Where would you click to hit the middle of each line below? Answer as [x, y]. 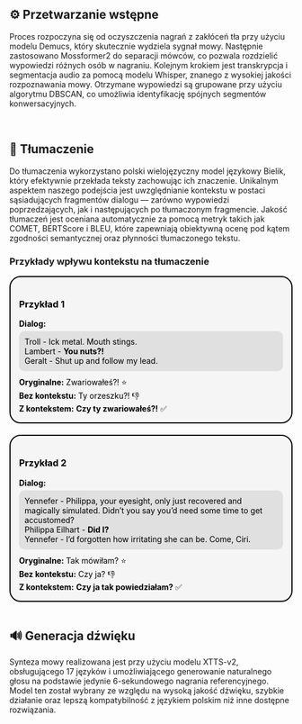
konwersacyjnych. [43, 104]
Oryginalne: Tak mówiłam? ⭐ [73, 560]
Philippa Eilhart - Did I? [67, 529]
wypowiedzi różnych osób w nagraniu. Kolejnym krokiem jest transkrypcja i [149, 65]
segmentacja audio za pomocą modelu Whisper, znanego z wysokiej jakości [151, 75]
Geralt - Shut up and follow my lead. [92, 361]
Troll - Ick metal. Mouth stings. [81, 342]
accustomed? [49, 520]
